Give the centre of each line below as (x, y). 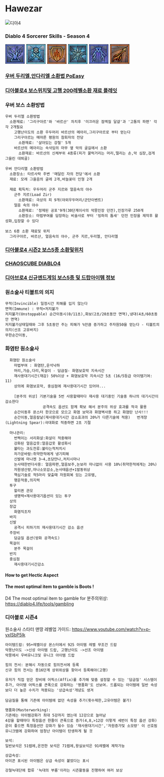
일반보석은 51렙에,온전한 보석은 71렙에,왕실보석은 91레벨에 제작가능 (65, 746)
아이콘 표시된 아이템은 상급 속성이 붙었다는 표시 (47, 761)
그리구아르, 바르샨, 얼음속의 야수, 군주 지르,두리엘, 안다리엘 (64, 237)
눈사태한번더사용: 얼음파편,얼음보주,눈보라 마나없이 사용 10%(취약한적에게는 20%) (86, 464)
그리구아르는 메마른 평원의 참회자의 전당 (49, 138)
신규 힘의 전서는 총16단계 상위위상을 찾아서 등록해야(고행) (57, 670)
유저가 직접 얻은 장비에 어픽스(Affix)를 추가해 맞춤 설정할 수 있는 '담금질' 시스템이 (81, 680)
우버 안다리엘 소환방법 (24, 169)
